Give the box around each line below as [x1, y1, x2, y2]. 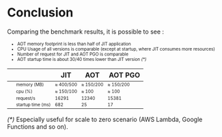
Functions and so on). [7, 122, 68, 131]
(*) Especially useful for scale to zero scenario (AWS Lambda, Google [7, 115, 203, 123]
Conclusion [7, 5, 74, 21]
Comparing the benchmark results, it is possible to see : [7, 27, 165, 36]
